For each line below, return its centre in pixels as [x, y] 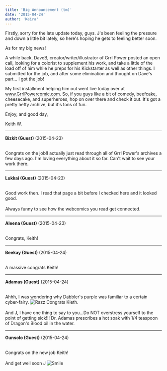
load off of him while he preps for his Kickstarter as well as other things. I [80, 68]
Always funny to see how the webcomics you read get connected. [73, 209]
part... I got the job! [25, 79]
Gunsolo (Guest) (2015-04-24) [37, 338]
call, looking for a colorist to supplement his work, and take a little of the [79, 63]
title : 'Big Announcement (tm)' [39, 10]
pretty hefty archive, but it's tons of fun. [46, 105]
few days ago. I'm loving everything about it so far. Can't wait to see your [80, 159]
